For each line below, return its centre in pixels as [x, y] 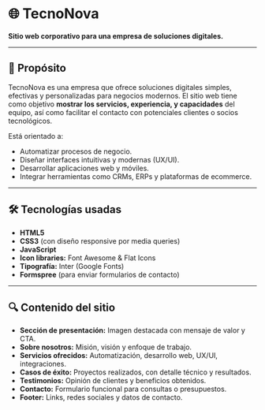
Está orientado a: [36, 136]
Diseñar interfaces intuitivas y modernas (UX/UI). [99, 159]
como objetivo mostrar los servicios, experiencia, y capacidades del [121, 104]
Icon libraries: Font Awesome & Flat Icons [88, 258]
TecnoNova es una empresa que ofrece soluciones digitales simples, [120, 87]
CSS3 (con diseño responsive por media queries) [100, 240]
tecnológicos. [30, 121]
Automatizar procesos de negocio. [76, 151]
